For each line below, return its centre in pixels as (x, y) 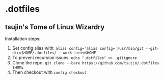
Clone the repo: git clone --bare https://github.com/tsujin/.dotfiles (86, 63)
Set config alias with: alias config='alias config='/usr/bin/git (78, 48)
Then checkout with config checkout (49, 72)
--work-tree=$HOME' (78, 53)
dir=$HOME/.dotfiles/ (34, 53)
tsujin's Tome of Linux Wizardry (55, 27)
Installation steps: (23, 39)
